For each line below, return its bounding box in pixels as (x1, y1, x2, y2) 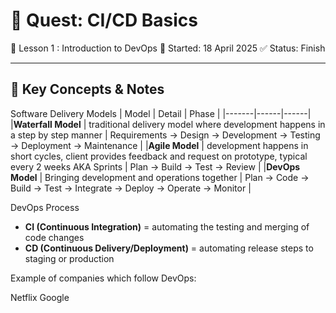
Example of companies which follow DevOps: (10, 272, 197, 284)
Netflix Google (10, 291, 70, 303)
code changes (24, 231, 85, 243)
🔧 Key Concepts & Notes (10, 81, 165, 98)
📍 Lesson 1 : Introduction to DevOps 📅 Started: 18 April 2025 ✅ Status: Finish (10, 42, 326, 54)
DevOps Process (10, 201, 80, 213)
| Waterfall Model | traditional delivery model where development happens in (10, 118, 326, 130)
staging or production (24, 252, 115, 264)
